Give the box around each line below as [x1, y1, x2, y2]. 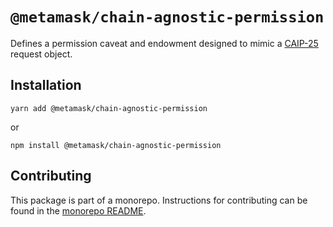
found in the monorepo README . [10, 204, 147, 217]
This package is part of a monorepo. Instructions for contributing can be [10, 194, 308, 206]
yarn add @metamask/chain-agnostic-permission [10, 103, 208, 113]
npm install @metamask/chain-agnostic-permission [10, 140, 222, 150]
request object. [10, 48, 73, 60]
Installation [10, 77, 82, 94]
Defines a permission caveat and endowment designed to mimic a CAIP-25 [10, 37, 319, 49]
